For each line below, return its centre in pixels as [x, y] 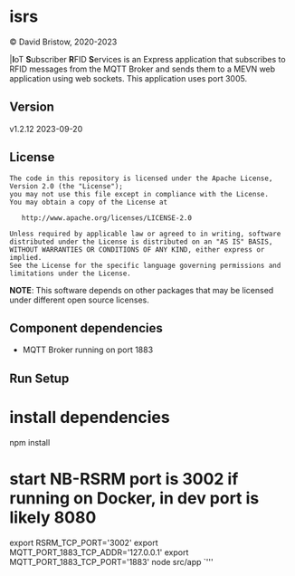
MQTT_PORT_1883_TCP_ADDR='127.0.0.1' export [99, 552]
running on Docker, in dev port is [134, 498]
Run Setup [39, 378]
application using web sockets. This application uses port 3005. [128, 78]
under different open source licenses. [79, 300]
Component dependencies [86, 328]
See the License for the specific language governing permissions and [145, 265]
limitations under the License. [70, 274]
